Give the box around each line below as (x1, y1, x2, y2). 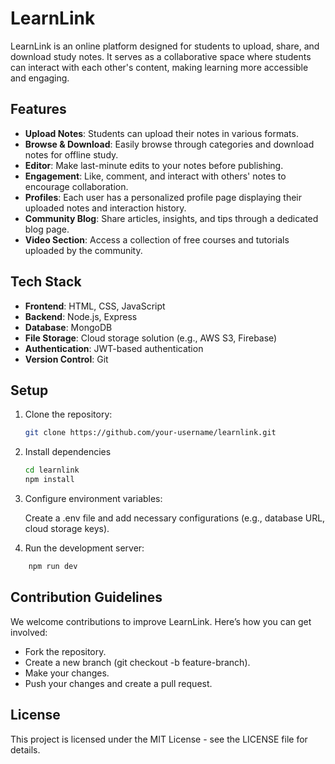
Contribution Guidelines (10, 589, 163, 606)
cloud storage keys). (24, 523, 110, 534)
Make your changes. (24, 667, 110, 679)
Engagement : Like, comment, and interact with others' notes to (24, 170, 287, 182)
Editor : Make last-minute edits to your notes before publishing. (24, 159, 284, 171)
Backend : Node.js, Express (24, 310, 138, 322)
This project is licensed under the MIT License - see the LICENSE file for (10, 733, 308, 745)
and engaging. (10, 72, 70, 84)
